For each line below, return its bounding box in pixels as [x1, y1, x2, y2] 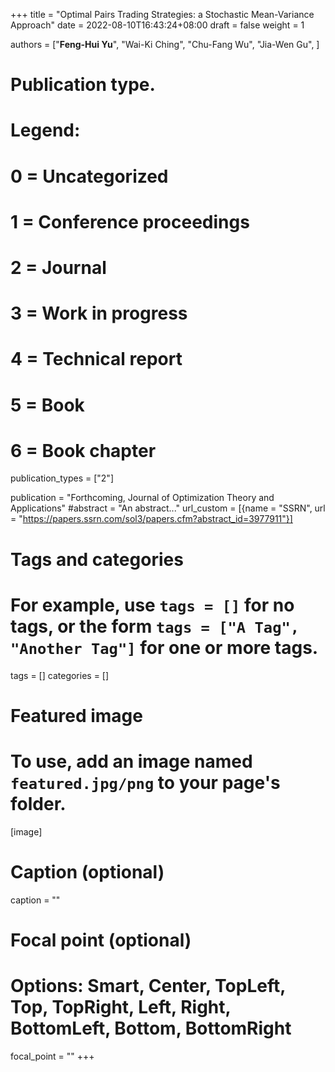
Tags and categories [10, 548, 184, 571]
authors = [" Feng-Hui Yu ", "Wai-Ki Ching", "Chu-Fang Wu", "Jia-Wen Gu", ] [10, 39, 320, 50]
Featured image [10, 704, 143, 727]
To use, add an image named [10, 750, 253, 773]
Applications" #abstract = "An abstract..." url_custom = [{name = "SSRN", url [10, 502, 326, 514]
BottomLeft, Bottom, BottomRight [10, 1017, 292, 1039]
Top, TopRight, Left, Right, [10, 996, 232, 1018]
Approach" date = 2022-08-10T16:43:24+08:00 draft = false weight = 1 [10, 19, 305, 31]
